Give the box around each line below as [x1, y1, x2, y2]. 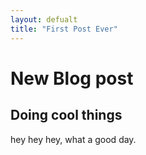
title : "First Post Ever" [10, 24, 118, 34]
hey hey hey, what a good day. [10, 133, 137, 145]
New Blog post [10, 67, 134, 90]
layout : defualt [10, 14, 78, 25]
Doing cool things [10, 107, 123, 124]
